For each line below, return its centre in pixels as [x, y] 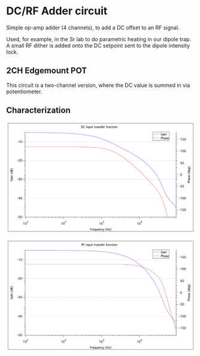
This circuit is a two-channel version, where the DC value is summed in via [98, 85]
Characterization [38, 110]
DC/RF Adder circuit [57, 11]
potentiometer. [24, 92]
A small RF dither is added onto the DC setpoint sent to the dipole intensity [98, 45]
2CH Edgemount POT [47, 71]
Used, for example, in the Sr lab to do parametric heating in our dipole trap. [99, 39]
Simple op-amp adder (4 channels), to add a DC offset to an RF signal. [93, 28]
